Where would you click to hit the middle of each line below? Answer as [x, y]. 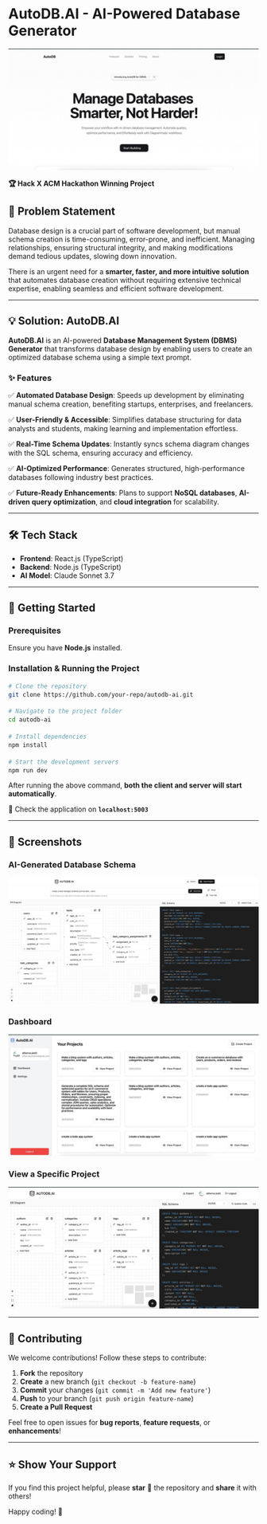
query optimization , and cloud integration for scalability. [126, 501]
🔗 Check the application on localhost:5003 [78, 809]
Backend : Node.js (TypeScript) [70, 567]
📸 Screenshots [45, 842]
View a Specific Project [54, 1174]
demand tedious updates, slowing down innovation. [93, 256]
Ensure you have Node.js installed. [66, 648]
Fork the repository [51, 1373]
